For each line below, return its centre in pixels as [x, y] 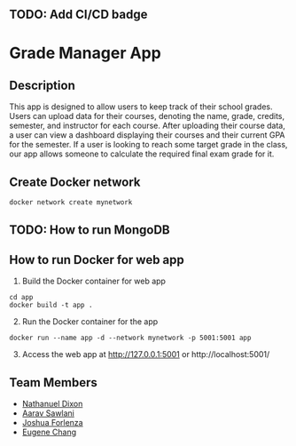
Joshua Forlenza [52, 423]
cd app [21, 298]
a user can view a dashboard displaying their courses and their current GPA [147, 135]
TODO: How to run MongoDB [90, 230]
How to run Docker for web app [97, 260]
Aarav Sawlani [48, 413]
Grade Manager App [85, 53]
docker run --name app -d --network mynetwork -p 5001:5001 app [130, 338]
